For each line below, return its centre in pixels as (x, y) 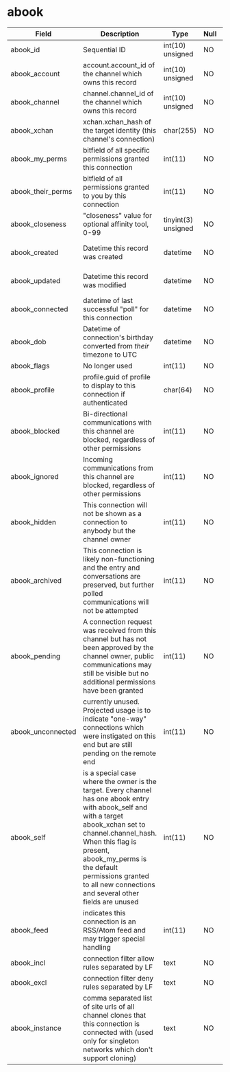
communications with (117, 422)
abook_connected (39, 309)
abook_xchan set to (114, 824)
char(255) (180, 130)
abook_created (35, 252)
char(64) (178, 390)
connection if (104, 394)
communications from (118, 468)
